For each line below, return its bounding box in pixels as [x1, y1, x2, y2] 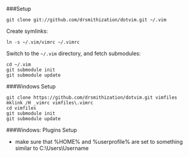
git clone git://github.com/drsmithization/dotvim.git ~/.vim [6, 17, 167, 23]
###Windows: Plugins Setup [6, 127, 78, 133]
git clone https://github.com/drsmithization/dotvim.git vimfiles [6, 95, 177, 101]
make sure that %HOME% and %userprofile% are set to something [15, 138, 183, 145]
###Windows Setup [6, 83, 56, 90]
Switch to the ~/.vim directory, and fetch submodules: [6, 50, 141, 57]
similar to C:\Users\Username [15, 145, 89, 152]
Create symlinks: [6, 27, 48, 35]
